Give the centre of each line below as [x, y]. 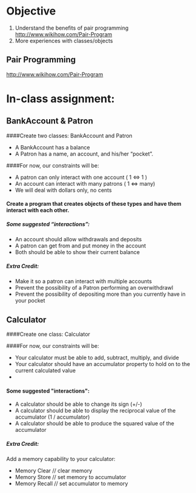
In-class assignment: [60, 99]
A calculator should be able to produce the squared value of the [94, 423]
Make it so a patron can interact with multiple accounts [83, 281]
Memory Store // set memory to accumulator [70, 477]
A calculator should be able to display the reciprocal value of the [95, 411]
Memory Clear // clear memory [54, 471]
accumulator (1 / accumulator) [52, 417]
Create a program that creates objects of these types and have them [94, 204]
